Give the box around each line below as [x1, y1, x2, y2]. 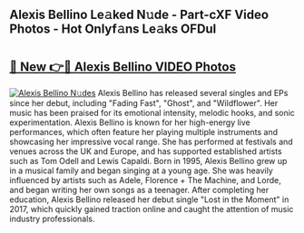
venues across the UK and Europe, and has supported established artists [9, 146, 283, 157]
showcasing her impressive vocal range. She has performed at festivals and [9, 136, 293, 147]
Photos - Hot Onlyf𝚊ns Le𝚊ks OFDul [9, 22, 217, 37]
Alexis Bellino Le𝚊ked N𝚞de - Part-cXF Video [9, 7, 270, 23]
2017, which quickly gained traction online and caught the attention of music [9, 204, 294, 214]
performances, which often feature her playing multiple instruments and [9, 127, 279, 137]
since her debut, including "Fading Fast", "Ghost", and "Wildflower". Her [9, 98, 279, 108]
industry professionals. [9, 213, 95, 224]
